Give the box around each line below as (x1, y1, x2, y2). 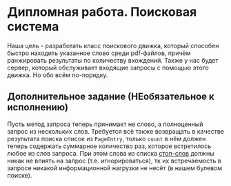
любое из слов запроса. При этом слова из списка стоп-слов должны (7, 149, 215, 157)
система (7, 19, 59, 34)
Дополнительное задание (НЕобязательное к (7, 91, 215, 103)
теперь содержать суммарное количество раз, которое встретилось (7, 142, 212, 150)
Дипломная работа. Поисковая (7, 4, 197, 20)
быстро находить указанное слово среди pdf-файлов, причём (7, 49, 191, 57)
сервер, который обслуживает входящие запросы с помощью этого (7, 63, 209, 72)
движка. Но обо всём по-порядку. (7, 70, 108, 79)
